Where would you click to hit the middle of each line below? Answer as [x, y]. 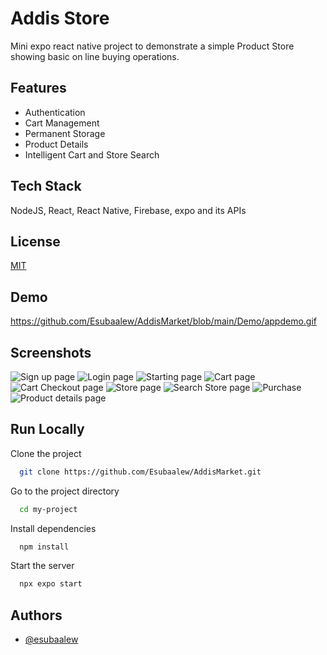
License [35, 241]
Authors [36, 615]
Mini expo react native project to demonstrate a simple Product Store [152, 46]
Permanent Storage [65, 133]
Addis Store [60, 18]
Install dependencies [53, 528]
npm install [44, 547]
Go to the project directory [65, 491]
